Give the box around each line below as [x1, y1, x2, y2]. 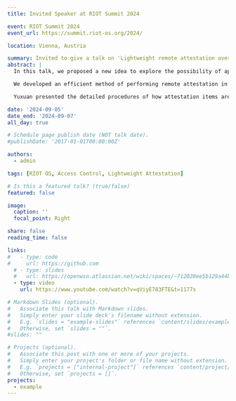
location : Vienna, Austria [7, 42, 86, 49]
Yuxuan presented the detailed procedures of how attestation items [13, 93, 218, 100]
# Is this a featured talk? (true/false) [7, 183, 131, 190]
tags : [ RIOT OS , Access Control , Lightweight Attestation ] [7, 170, 184, 177]
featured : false [7, 189, 55, 197]
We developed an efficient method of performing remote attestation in [13, 81, 228, 88]
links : [7, 246, 27, 254]
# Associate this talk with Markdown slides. [7, 305, 150, 313]
